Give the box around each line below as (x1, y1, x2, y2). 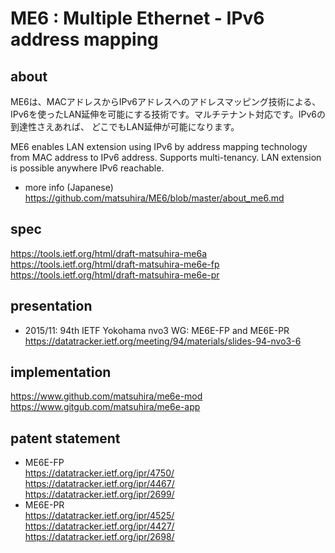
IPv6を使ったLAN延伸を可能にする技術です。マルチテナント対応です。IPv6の (10, 108, 326, 120)
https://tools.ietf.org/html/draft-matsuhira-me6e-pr (10, 268, 220, 281)
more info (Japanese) (24, 182, 114, 193)
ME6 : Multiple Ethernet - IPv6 (10, 7, 265, 30)
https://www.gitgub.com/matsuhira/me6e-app (10, 401, 201, 413)
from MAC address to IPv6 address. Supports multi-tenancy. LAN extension (10, 152, 322, 163)
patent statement (10, 430, 121, 447)
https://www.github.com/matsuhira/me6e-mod (10, 390, 203, 402)
